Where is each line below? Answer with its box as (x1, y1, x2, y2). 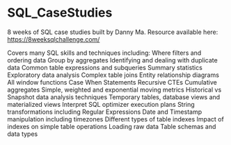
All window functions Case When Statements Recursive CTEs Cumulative (7, 78, 217, 86)
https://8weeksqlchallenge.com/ (7, 35, 100, 43)
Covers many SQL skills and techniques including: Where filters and (7, 49, 202, 57)
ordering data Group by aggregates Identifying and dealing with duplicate (7, 56, 218, 64)
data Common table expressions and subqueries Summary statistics (7, 63, 203, 71)
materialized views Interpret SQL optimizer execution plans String (7, 100, 195, 108)
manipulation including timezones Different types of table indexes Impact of (7, 114, 224, 123)
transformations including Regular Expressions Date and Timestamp (7, 108, 202, 116)
